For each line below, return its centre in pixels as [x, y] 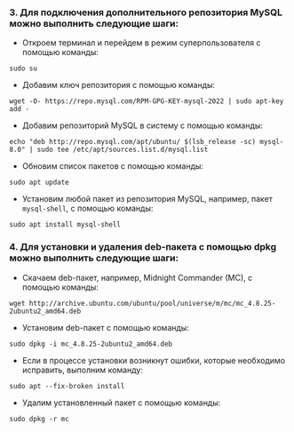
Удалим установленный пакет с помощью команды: [121, 403]
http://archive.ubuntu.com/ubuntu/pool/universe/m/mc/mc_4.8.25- [152, 303]
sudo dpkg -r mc [39, 419]
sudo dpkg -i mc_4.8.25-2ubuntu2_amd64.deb [91, 344]
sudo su [24, 68]
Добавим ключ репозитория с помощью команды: [119, 85]
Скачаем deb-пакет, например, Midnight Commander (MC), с [137, 277]
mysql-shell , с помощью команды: [87, 208]
